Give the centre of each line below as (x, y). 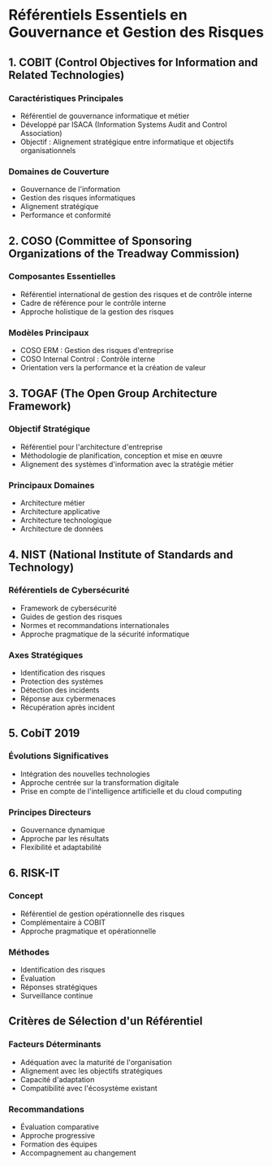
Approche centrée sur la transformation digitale (99, 782)
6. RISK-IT (35, 873)
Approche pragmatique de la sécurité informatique (105, 634)
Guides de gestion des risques (71, 617)
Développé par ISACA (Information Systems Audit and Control (123, 124)
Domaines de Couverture (59, 171)
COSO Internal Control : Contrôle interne (88, 359)
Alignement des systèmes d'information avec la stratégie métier (127, 464)
